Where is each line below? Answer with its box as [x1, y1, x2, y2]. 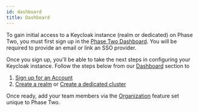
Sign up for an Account [15, 74, 73, 81]
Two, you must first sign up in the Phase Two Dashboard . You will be [6, 38, 177, 45]
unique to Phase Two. [6, 98, 60, 106]
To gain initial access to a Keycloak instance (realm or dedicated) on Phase [6, 31, 194, 38]
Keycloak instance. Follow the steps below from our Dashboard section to [6, 62, 190, 70]
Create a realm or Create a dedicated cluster [15, 80, 126, 88]
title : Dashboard [6, 15, 50, 21]
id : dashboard [6, 8, 42, 15]
